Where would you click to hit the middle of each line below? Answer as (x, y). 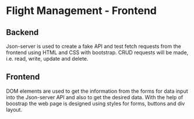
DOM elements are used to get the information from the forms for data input (97, 91)
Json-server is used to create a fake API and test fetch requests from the (94, 46)
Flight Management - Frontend (82, 11)
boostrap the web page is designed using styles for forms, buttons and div (96, 103)
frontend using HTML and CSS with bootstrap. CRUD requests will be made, (97, 52)
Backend (22, 32)
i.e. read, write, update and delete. (47, 59)
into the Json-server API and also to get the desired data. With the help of (95, 97)
